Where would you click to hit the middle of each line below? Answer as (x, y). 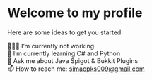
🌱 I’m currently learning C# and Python (64, 53)
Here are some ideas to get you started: (65, 32)
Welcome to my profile (75, 13)
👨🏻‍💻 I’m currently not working (51, 46)
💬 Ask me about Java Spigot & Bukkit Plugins (73, 60)
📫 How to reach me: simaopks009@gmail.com (76, 69)
